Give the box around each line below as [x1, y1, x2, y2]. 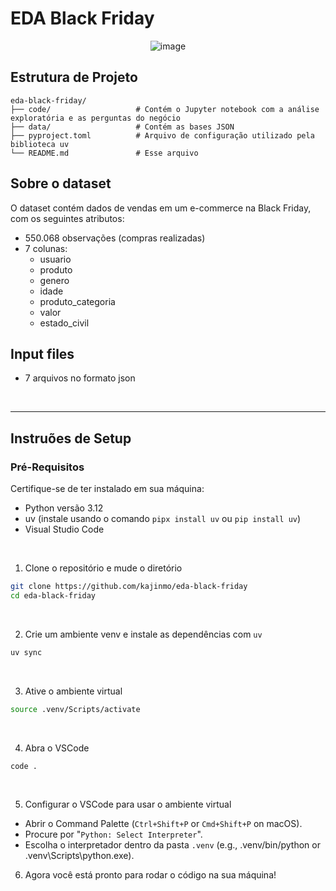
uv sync [10, 647, 43, 657]
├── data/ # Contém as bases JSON [10, 122, 235, 132]
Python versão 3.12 [24, 502, 104, 514]
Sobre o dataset [10, 175, 112, 192]
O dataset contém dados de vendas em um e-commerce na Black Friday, [10, 202, 312, 214]
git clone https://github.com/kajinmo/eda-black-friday [10, 582, 248, 592]
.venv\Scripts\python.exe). [24, 850, 135, 862]
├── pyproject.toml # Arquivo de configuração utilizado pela [10, 130, 315, 141]
